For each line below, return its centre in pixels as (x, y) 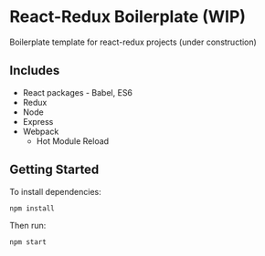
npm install (32, 208)
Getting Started (54, 170)
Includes (35, 71)
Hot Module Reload (73, 141)
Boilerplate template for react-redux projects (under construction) (133, 42)
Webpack (41, 131)
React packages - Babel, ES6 (78, 92)
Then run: (28, 225)
